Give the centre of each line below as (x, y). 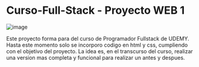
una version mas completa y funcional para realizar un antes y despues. (96, 57)
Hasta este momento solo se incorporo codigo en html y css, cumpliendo (97, 45)
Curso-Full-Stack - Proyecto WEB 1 (96, 10)
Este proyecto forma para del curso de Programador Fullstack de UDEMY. (98, 38)
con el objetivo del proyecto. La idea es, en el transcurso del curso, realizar (99, 51)
